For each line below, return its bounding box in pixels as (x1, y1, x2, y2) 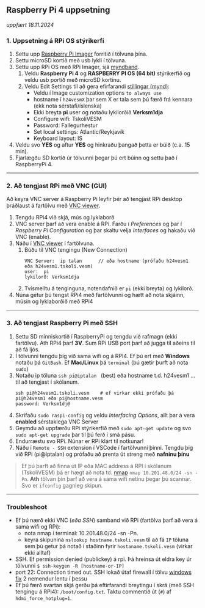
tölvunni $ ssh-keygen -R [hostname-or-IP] (15, 562, 125, 569)
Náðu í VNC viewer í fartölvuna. (15, 240, 95, 247)
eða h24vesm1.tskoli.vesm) (24, 263, 93, 269)
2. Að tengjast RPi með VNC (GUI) (6, 181, 107, 190)
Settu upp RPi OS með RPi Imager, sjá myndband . (15, 64, 140, 71)
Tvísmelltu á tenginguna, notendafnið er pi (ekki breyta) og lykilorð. (24, 285, 194, 292)
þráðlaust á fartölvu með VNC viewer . (6, 202, 101, 210)
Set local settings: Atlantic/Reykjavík (33, 128, 125, 136)
